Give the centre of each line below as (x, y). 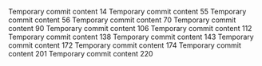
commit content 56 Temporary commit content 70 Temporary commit (122, 20)
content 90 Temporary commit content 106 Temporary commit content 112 (130, 28)
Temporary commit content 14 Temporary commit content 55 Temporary (127, 12)
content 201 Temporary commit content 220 (81, 54)
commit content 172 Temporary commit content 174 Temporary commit (125, 45)
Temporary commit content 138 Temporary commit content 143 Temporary (131, 37)
